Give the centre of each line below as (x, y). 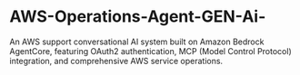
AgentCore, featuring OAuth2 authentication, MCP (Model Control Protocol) (151, 51)
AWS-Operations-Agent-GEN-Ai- (138, 17)
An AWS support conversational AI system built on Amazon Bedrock (137, 42)
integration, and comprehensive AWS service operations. (116, 61)
